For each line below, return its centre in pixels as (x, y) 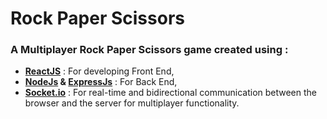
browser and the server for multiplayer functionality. (132, 103)
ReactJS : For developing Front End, (99, 71)
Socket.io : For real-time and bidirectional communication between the (171, 93)
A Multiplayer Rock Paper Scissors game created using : (149, 50)
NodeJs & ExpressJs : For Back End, (101, 82)
